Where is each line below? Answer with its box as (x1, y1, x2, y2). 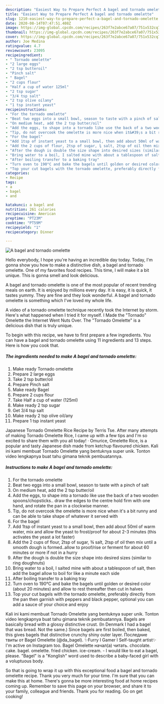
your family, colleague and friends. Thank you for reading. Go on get (5, 688, 143, 694)
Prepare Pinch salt (12, 381, 50, 387)
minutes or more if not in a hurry (12, 550, 77, 555)
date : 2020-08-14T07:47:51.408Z (5, 21, 71, 26)
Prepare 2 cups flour (12, 392, 54, 397)
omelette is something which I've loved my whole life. (5, 297, 113, 303)
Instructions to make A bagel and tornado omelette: (5, 464, 113, 470)
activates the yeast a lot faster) (12, 534, 75, 540)
